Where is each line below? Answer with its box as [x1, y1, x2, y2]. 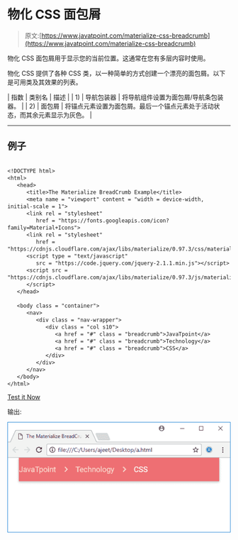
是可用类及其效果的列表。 [7, 77, 82, 86]
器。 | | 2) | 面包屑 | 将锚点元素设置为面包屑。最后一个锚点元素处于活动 [7, 101, 214, 110]
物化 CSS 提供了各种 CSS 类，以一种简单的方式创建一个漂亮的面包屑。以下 [7, 69, 226, 77]
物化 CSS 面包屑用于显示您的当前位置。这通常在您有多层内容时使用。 [7, 54, 210, 62]
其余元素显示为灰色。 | [25, 111, 92, 119]
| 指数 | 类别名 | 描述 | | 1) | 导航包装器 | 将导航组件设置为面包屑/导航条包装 [7, 93, 224, 101]
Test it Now [7, 392, 41, 401]
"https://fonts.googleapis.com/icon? [57, 217, 170, 224]
